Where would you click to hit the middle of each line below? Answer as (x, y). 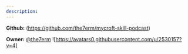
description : (22, 11)
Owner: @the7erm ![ (31, 39)
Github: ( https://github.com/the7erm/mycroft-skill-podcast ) (78, 28)
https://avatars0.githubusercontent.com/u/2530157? (119, 39)
